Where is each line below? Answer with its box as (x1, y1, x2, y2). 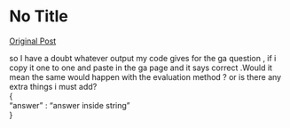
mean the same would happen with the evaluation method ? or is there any (9, 71, 282, 82)
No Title (9, 6, 69, 27)
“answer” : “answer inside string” (9, 100, 130, 110)
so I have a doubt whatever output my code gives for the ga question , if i (9, 52, 277, 63)
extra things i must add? (9, 81, 98, 92)
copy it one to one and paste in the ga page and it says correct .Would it (9, 62, 273, 73)
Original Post (9, 36, 57, 46)
